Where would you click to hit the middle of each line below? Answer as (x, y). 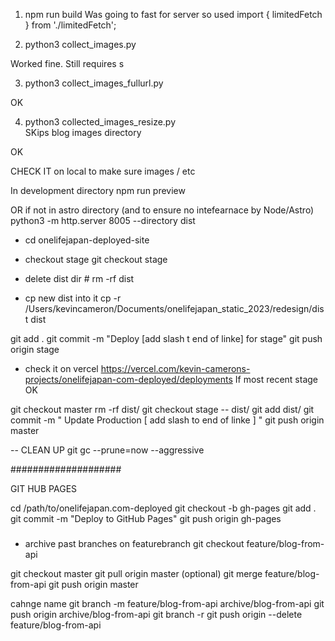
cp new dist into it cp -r (73, 298)
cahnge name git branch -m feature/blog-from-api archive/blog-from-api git (167, 603)
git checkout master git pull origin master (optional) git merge (136, 573)
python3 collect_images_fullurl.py (94, 83)
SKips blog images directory (83, 132)
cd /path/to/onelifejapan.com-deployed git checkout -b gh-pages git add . (163, 508)
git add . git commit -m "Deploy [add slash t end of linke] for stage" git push (166, 338)
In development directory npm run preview (98, 190)
